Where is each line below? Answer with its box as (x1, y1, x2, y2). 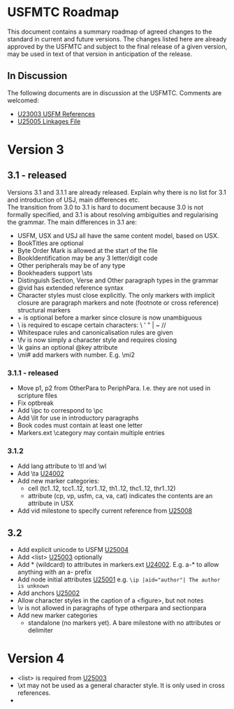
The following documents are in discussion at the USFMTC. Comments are (7, 88, 222, 97)
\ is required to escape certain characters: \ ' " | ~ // (17, 320, 166, 329)
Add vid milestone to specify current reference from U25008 (17, 507, 193, 515)
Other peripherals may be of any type (17, 261, 126, 270)
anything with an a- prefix (17, 568, 92, 577)
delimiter (27, 626, 54, 635)
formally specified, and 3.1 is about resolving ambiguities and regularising (7, 210, 219, 219)
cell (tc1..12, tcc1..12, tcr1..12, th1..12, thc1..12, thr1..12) (27, 484, 176, 493)
